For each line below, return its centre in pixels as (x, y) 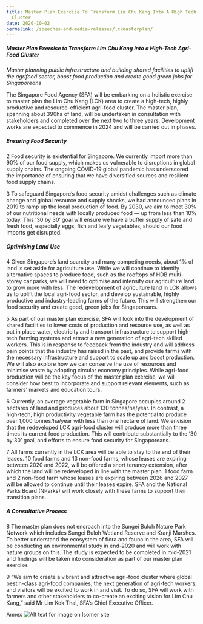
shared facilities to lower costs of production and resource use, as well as (98, 325)
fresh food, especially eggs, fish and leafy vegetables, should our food (95, 226)
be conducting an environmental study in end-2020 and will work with (94, 546)
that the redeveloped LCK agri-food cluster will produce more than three (96, 427)
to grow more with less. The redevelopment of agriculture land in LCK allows (102, 288)
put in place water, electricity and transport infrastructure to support (92, 332)
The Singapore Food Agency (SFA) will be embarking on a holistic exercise (99, 95)
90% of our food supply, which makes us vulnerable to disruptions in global (101, 163)
